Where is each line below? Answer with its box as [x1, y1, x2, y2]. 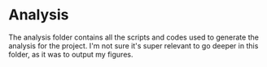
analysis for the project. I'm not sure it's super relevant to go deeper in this [8, 40, 259, 50]
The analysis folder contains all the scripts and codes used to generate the [8, 32, 259, 42]
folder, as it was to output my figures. [8, 49, 133, 59]
